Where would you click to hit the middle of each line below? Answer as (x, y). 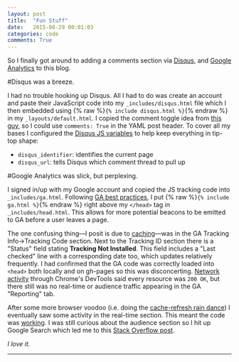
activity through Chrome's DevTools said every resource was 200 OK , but (114, 279)
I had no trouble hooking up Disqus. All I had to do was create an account (115, 96)
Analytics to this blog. (39, 68)
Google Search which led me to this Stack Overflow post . (91, 330)
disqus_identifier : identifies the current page (85, 155)
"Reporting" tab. (31, 294)
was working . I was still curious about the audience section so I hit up (109, 323)
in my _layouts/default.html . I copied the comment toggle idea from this (115, 119)
